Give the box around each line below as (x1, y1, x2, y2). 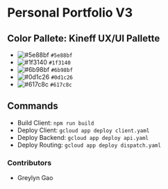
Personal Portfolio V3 (7, 5, 133, 21)
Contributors (7, 158, 52, 168)
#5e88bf (51, 52, 73, 59)
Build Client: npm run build (17, 118, 94, 127)
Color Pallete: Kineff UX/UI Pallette (7, 33, 160, 44)
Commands (7, 100, 59, 112)
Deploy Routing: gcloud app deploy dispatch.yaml (17, 141, 162, 149)
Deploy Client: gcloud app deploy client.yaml (17, 126, 150, 134)
